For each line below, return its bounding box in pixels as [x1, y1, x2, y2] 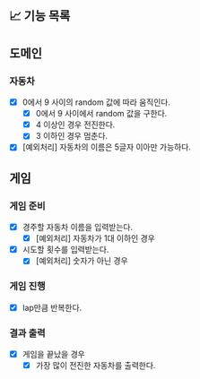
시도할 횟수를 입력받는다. [22, 245, 109, 255]
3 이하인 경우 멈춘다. [35, 131, 109, 142]
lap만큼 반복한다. [22, 302, 83, 313]
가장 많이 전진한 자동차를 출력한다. [35, 360, 156, 371]
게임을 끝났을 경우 [22, 349, 85, 359]
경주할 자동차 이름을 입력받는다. [22, 222, 133, 233]
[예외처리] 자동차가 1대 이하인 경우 [35, 233, 155, 244]
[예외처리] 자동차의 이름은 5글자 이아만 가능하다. [22, 142, 191, 152]
